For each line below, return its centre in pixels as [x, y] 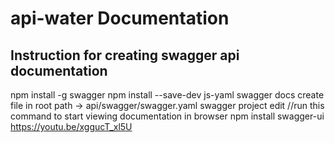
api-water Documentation [120, 18]
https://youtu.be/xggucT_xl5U [71, 126]
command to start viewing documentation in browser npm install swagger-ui [167, 116]
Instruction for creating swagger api [125, 55]
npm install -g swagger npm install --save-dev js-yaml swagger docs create [167, 95]
